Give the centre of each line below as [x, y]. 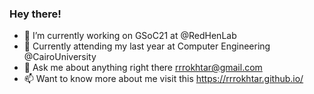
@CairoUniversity [60, 57]
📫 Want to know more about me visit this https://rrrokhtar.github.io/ [163, 79]
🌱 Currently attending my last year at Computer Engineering [147, 46]
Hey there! [35, 14]
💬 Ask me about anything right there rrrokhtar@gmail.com [143, 68]
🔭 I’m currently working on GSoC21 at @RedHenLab [130, 36]
